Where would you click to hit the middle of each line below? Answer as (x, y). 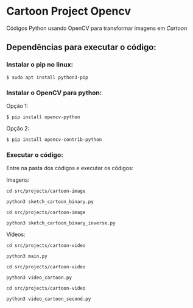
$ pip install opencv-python (43, 117)
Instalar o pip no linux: (40, 65)
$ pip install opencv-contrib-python (54, 139)
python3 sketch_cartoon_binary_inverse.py (61, 223)
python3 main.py (27, 256)
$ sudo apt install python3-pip (47, 77)
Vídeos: (16, 235)
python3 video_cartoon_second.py (49, 299)
